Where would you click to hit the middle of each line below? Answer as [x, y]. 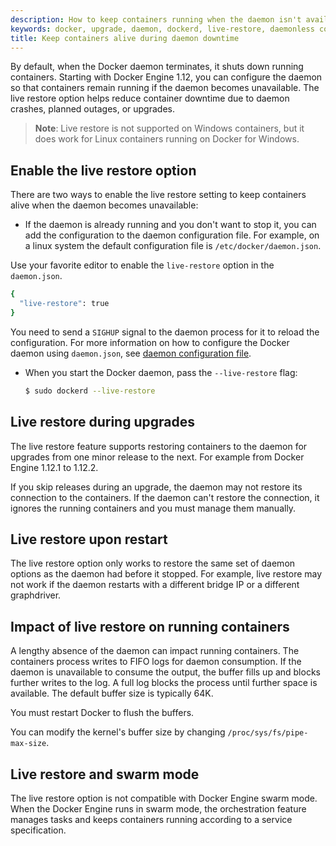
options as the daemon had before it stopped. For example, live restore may [166, 574]
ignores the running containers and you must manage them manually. [153, 508]
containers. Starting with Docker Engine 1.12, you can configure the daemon [166, 77]
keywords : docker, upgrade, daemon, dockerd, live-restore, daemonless [162, 29]
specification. [38, 830]
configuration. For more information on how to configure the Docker [150, 342]
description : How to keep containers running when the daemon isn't [156, 19]
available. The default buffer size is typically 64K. [112, 693]
